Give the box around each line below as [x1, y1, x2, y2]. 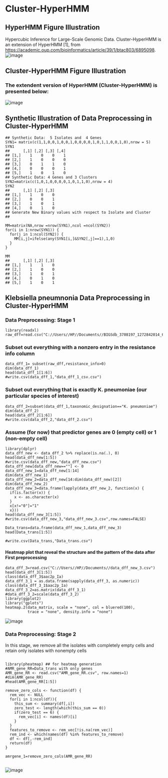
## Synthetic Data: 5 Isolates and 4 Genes [5, 135, 101, 140]
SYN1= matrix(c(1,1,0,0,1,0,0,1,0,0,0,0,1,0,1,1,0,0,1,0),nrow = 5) [5, 139, 151, 144]
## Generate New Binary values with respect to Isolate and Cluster [5, 210, 151, 215]
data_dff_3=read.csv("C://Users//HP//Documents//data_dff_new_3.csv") [5, 565, 155, 571]
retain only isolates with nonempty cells [5, 648, 87, 654]
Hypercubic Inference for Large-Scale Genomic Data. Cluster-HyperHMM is [5, 36, 161, 42]
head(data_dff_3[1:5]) [5, 570, 52, 575]
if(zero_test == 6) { [14, 710, 59, 715]
